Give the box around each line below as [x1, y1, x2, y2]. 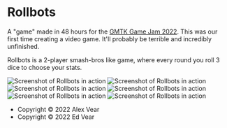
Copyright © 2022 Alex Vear [17, 105, 100, 113]
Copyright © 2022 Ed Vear [17, 113, 95, 121]
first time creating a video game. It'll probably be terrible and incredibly [7, 34, 212, 43]
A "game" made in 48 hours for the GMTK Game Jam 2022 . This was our [7, 27, 218, 36]
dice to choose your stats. [7, 63, 82, 71]
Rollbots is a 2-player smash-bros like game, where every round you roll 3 [7, 55, 220, 64]
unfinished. [7, 42, 40, 50]
